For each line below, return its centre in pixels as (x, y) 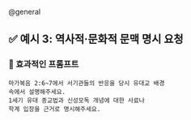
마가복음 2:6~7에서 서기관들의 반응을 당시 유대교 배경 (87, 83)
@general (25, 12)
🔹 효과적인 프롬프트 (44, 64)
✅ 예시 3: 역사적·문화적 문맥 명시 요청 (96, 39)
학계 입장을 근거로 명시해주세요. (55, 109)
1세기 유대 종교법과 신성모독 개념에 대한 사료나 (76, 101)
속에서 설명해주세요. (37, 92)
